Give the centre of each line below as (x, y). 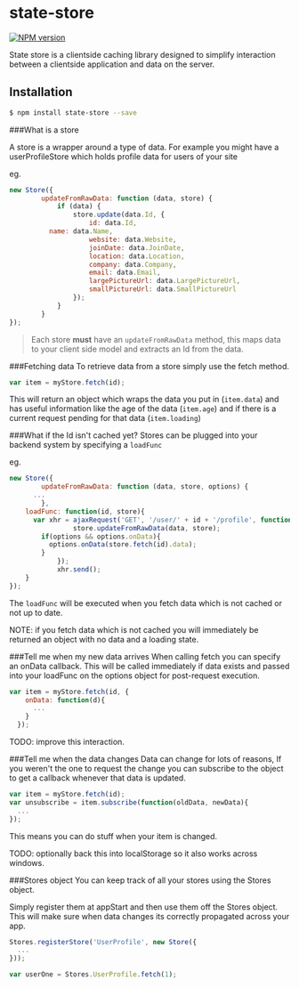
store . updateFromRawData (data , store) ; (146, 528)
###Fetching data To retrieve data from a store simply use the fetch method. (149, 366)
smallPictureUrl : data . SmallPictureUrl (163, 289)
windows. (27, 862)
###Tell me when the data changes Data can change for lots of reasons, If (145, 759)
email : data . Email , (125, 273)
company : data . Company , (133, 264)
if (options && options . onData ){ (101, 537)
